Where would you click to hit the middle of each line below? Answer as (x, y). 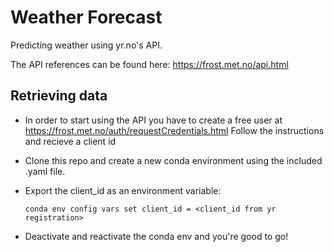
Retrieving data (59, 96)
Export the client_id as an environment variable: (123, 190)
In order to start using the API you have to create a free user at (153, 120)
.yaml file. (45, 171)
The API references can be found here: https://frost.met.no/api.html (149, 64)
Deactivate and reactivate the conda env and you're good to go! (156, 236)
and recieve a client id (70, 141)
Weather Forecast (86, 17)
